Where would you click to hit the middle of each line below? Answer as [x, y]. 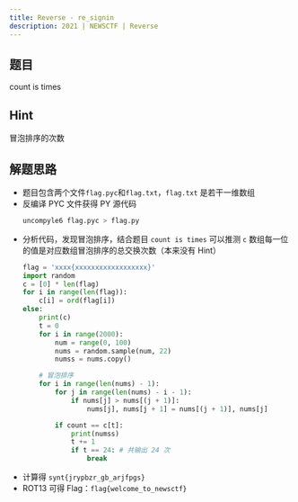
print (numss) [95, 434]
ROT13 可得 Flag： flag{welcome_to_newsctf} [105, 489]
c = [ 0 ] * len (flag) [61, 284]
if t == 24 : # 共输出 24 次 [120, 451]
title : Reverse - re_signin [62, 18]
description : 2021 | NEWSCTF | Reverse [84, 26]
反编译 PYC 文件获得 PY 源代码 [79, 203]
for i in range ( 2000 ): [81, 334]
